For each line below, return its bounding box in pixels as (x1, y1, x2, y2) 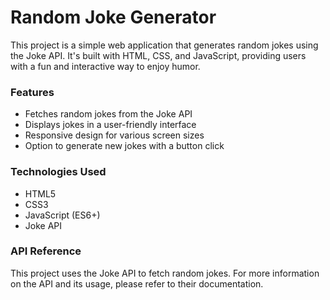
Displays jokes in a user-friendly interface (24, 119, 197, 131)
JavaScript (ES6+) (24, 209, 101, 221)
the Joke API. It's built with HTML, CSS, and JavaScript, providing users (10, 49, 307, 61)
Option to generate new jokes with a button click (24, 140, 225, 152)
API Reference (10, 244, 82, 258)
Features (10, 85, 55, 99)
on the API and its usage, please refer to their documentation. (10, 277, 264, 290)
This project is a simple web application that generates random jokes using (10, 39, 319, 51)
